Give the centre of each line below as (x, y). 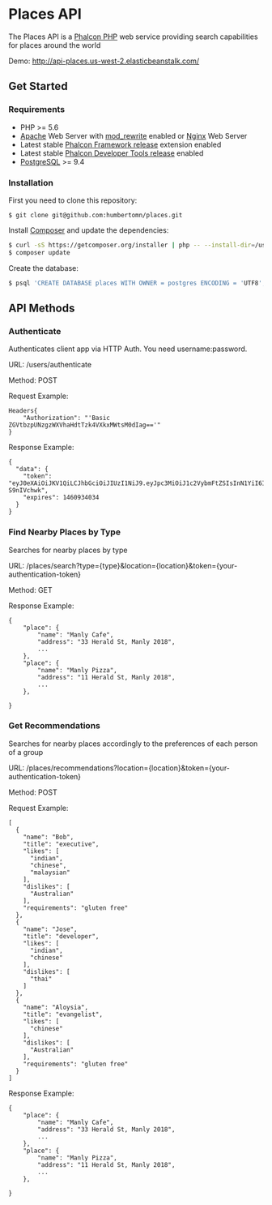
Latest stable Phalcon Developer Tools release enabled (112, 153)
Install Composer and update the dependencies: (89, 230)
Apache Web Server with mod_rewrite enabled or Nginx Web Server (134, 135)
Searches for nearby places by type (68, 550)
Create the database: (44, 268)
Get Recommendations (55, 726)
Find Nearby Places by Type (65, 532)
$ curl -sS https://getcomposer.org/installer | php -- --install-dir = (132, 245)
